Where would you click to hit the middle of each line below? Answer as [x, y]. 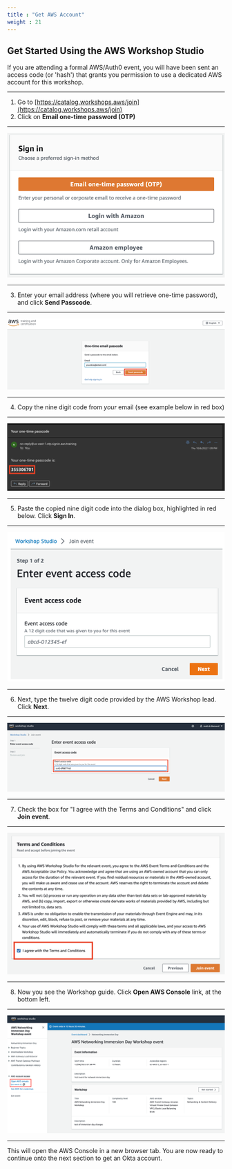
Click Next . [33, 706]
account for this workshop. [46, 82]
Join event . [33, 816]
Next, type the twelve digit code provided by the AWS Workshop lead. [117, 699]
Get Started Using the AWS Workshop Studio [106, 51]
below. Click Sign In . [46, 516]
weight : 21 [24, 22]
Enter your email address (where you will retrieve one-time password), [117, 295]
